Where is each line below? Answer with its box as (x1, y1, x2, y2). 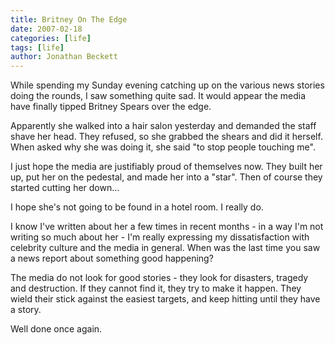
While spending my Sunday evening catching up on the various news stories (10, 79, 325, 91)
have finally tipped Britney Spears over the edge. (10, 101, 212, 113)
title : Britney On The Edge (10, 14, 128, 25)
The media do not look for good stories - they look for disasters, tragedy (10, 272, 309, 284)
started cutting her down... (10, 182, 120, 194)
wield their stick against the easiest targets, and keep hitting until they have (10, 293, 321, 305)
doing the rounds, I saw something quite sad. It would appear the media (10, 90, 307, 102)
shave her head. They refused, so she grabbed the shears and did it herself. (10, 131, 323, 143)
